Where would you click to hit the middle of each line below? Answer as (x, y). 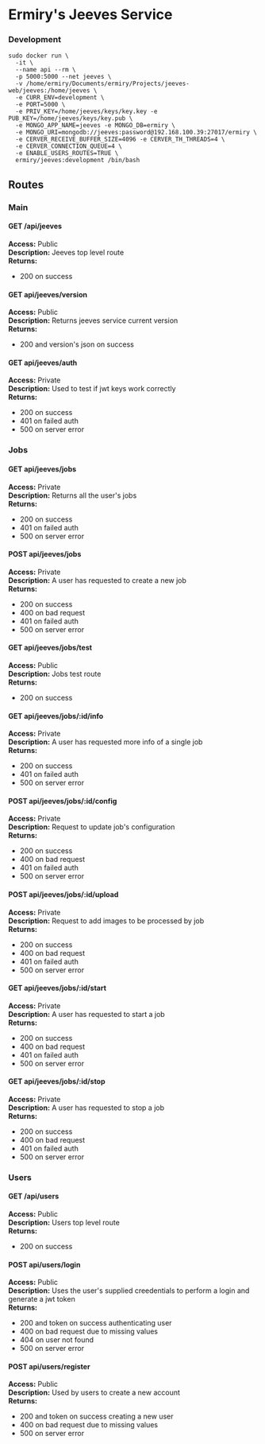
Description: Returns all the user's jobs (73, 495)
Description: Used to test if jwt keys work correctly (92, 389)
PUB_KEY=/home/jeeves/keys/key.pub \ (71, 118)
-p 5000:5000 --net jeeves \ (63, 77)
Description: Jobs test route (55, 673)
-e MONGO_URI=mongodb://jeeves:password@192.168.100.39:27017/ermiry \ (136, 133)
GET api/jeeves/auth (43, 363)
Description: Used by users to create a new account (94, 1392)
